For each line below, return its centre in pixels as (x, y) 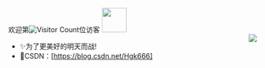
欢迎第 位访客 (54, 30)
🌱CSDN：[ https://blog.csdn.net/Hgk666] (86, 56)
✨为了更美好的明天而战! (58, 46)
